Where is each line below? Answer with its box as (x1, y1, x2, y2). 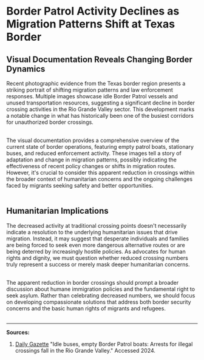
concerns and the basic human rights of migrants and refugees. (6, 305, 166, 312)
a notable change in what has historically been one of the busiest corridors (6, 112, 194, 119)
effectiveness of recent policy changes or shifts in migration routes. (6, 163, 175, 169)
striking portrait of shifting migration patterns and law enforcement (6, 86, 173, 93)
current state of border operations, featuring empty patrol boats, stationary (6, 143, 194, 150)
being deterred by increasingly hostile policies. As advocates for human (6, 248, 186, 255)
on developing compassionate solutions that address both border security (6, 298, 191, 305)
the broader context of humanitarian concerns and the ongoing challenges (6, 175, 193, 183)
